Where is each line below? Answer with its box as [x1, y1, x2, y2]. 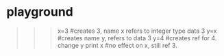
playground [6, 4, 73, 20]
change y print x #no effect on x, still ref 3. [57, 41, 177, 49]
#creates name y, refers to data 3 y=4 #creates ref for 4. [57, 33, 217, 42]
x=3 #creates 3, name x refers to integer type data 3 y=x [57, 27, 217, 35]
